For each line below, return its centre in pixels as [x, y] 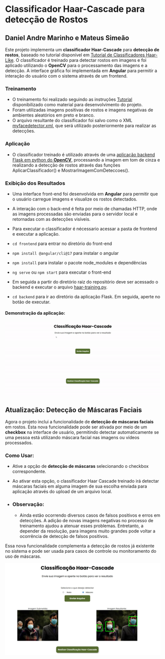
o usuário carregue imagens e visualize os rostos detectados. [75, 199]
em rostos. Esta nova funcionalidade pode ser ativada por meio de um [76, 427]
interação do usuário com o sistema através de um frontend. [66, 76]
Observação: [28, 504]
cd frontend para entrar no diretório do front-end [62, 244]
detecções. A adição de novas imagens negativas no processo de [86, 520]
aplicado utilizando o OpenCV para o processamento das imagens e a [76, 65]
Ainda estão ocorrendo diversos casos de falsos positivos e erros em [90, 515]
